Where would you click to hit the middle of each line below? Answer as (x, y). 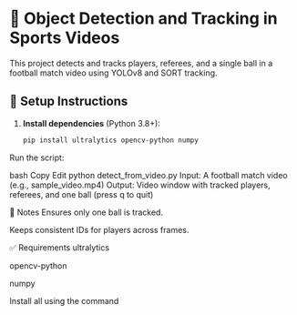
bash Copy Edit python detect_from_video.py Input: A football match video (149, 175)
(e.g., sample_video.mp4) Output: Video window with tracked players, (140, 185)
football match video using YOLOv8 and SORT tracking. (113, 73)
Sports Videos (65, 38)
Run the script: (37, 157)
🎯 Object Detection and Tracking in (143, 19)
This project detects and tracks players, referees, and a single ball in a (141, 63)
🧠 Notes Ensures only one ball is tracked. (87, 212)
